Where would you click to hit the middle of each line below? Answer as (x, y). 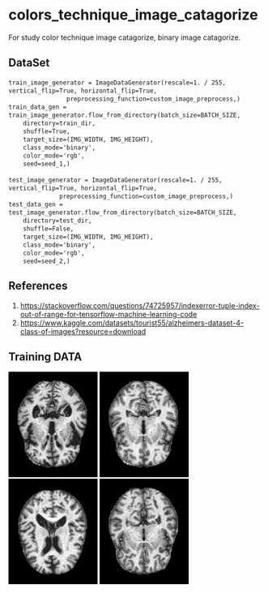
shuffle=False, (49, 229)
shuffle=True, (47, 131)
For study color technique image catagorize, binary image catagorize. (125, 37)
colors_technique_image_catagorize (133, 15)
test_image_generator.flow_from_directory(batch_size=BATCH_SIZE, (123, 213)
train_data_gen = (38, 107)
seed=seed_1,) (47, 164)
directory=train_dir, (59, 123)
